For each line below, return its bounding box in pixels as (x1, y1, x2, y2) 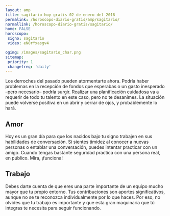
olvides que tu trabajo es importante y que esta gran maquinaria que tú (5, 199, 155, 205)
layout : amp (5, 7, 31, 13)
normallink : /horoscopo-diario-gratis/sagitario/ (5, 21, 113, 27)
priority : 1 (7, 59, 33, 64)
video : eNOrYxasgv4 (7, 41, 50, 46)
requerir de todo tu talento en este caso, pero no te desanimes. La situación (5, 94, 165, 100)
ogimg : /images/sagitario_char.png (5, 49, 81, 55)
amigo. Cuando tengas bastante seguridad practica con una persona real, (5, 150, 161, 156)
